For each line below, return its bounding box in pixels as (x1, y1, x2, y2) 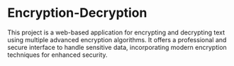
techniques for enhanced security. (7, 51, 108, 59)
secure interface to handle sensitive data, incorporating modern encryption (7, 43, 227, 51)
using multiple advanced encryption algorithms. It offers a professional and (7, 35, 227, 44)
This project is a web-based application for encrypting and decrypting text (7, 28, 225, 37)
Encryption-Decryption (7, 5, 147, 21)
